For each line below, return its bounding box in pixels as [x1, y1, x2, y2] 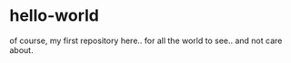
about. [9, 44, 34, 55]
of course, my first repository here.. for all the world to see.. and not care [9, 35, 283, 46]
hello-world [9, 5, 100, 26]
